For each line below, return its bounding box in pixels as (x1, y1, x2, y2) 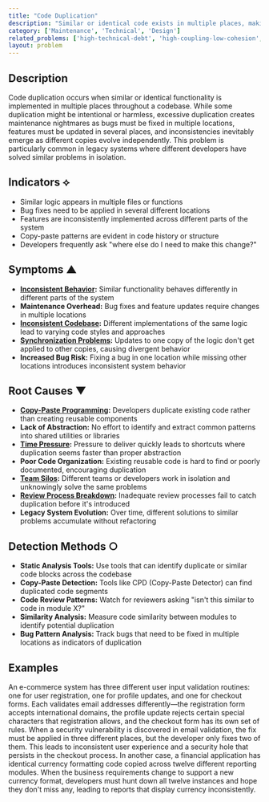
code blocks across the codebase (19, 569, 132, 579)
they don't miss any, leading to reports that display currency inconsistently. (8, 784, 256, 794)
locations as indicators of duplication (19, 637, 143, 647)
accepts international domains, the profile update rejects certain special (8, 708, 246, 717)
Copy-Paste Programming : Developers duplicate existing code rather (19, 405, 251, 415)
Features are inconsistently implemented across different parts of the (19, 214, 248, 223)
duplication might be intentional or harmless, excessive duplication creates (8, 109, 255, 119)
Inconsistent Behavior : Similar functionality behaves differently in (19, 284, 238, 294)
